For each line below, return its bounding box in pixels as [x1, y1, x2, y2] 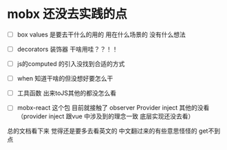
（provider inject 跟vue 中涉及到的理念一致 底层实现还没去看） [17, 112, 195, 120]
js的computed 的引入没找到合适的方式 [17, 60, 125, 68]
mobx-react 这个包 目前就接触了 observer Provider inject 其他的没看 [17, 104, 210, 112]
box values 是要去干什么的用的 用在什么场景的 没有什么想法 [17, 30, 186, 39]
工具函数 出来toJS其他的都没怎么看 [17, 89, 117, 97]
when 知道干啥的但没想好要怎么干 [17, 74, 113, 83]
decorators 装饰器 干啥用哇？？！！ [17, 45, 118, 53]
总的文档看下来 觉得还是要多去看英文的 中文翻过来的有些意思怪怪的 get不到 [7, 127, 221, 135]
